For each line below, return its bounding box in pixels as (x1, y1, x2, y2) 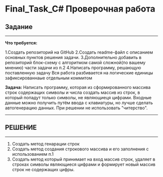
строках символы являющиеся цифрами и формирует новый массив (12, 161, 156, 167)
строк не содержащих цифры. (12, 166, 75, 172)
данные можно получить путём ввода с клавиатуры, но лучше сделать (5, 100, 153, 105)
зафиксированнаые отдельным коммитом (5, 75, 93, 81)
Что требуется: (5, 40, 38, 45)
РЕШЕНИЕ (5, 123, 37, 132)
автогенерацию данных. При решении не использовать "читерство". (5, 105, 148, 111)
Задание (5, 23, 33, 31)
